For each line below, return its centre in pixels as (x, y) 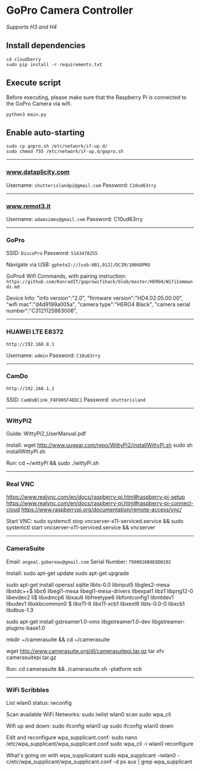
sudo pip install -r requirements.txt (54, 64)
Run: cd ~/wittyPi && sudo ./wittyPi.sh (53, 463)
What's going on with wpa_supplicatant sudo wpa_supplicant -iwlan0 (91, 756)
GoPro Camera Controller (70, 10)
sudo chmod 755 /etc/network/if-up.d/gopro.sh (65, 152)
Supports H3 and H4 (32, 27)
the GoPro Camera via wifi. (39, 103)
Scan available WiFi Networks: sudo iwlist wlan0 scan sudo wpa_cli (89, 714)
